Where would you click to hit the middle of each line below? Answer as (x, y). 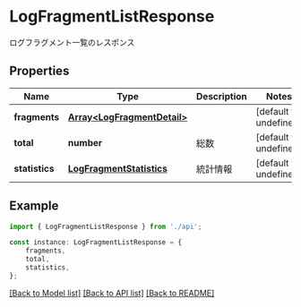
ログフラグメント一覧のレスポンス (72, 42)
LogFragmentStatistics (117, 168)
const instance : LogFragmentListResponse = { (95, 243)
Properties (39, 71)
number (85, 142)
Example (34, 206)
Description (222, 96)
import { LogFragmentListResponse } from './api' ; (106, 226)
